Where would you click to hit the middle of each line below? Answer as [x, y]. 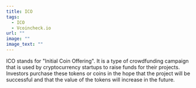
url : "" [16, 33]
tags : [13, 17]
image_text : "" [25, 45]
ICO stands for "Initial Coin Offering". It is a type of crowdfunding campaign [98, 61]
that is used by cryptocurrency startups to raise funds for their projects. [93, 67]
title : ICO [19, 11]
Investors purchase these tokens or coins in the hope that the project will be [98, 73]
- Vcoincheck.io [31, 28]
